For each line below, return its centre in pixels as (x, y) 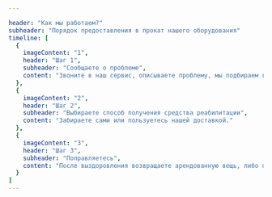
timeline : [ (28, 38)
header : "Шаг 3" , (52, 150)
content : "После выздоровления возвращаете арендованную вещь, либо (141, 166)
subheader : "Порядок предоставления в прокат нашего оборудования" (125, 30)
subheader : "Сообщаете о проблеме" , (85, 68)
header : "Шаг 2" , (52, 106)
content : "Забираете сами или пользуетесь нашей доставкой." (128, 121)
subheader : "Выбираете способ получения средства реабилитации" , (136, 113)
